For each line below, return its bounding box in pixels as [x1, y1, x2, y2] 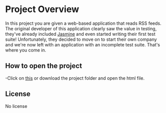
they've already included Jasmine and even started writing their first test [5, 31, 156, 37]
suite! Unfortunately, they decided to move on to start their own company [5, 36, 157, 42]
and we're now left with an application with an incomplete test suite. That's [5, 41, 160, 47]
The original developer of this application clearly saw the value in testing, [5, 25, 157, 31]
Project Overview [5, 4, 79, 15]
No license [5, 103, 28, 109]
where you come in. [5, 47, 46, 53]
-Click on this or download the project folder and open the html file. [5, 75, 145, 81]
